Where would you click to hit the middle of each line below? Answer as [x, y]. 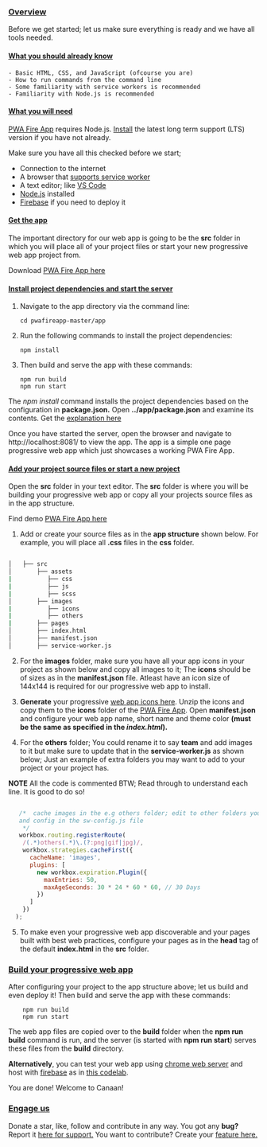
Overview [27, 12]
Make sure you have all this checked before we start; [95, 153]
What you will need [41, 111]
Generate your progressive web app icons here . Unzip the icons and [132, 701]
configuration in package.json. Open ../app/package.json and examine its [131, 410]
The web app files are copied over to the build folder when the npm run [126, 1032]
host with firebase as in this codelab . [68, 1072]
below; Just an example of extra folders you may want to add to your [132, 759]
